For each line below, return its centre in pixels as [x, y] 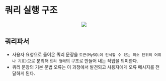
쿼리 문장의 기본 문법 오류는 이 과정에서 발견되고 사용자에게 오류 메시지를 [83, 67]
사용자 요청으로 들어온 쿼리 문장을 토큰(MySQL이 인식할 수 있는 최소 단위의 [82, 54]
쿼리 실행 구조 [31, 10]
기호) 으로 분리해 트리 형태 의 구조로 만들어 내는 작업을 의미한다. [78, 60]
